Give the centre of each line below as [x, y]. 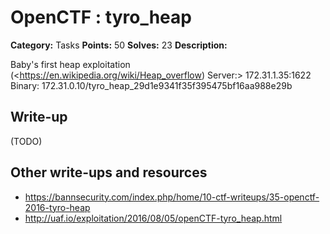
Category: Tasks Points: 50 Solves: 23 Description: [119, 45]
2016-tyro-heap [57, 207]
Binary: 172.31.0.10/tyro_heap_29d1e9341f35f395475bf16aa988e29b [151, 85]
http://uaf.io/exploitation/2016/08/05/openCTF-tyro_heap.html [153, 218]
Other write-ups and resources [109, 172]
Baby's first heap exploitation [70, 64]
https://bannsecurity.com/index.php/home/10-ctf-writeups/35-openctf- [172, 197]
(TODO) [26, 141]
